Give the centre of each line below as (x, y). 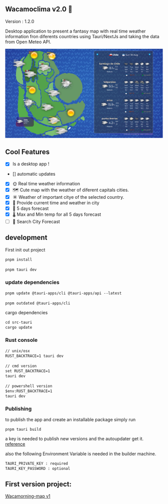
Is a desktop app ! (31, 164)
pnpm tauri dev (21, 270)
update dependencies (32, 282)
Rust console (21, 340)
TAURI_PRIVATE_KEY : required (37, 464)
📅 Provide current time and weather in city (56, 203)
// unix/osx (17, 351)
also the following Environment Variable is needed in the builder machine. (81, 454)
